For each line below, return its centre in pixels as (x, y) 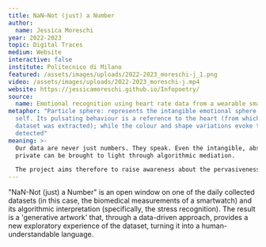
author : (21, 23)
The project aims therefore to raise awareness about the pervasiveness (138, 170)
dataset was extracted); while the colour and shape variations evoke (134, 126)
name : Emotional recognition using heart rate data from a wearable (131, 104)
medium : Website (35, 52)
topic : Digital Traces (46, 45)
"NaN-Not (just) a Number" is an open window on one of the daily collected (131, 192)
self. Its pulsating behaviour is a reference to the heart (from (127, 119)
